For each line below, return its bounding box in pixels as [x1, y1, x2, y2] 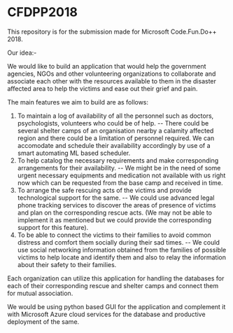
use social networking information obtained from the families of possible [17, 245, 227, 254]
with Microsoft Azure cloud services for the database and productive [7, 310, 206, 318]
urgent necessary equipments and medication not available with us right [17, 171, 226, 179]
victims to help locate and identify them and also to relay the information [17, 253, 226, 261]
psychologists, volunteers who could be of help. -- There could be [17, 118, 209, 127]
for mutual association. [7, 289, 73, 297]
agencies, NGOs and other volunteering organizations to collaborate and [7, 69, 216, 78]
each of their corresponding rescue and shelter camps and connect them [7, 281, 219, 290]
